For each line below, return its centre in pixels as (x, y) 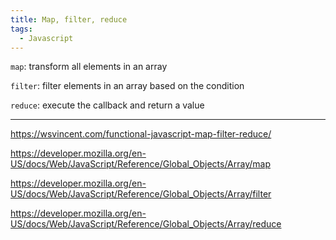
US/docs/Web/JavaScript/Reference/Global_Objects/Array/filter (141, 194)
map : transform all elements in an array (89, 67)
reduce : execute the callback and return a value (107, 105)
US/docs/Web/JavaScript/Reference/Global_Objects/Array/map (140, 164)
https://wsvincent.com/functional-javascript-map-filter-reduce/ (141, 134)
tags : (21, 29)
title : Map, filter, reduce (69, 19)
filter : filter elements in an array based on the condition (127, 86)
